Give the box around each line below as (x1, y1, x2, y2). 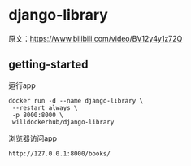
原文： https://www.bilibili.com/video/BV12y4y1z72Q (8, 33, 183, 43)
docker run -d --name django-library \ (8, 96, 144, 105)
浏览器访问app (8, 133, 58, 143)
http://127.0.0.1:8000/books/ (8, 149, 111, 158)
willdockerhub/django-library (11, 118, 115, 126)
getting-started (8, 58, 89, 72)
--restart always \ (11, 103, 79, 111)
